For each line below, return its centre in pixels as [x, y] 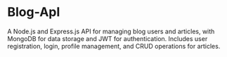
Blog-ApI [34, 12]
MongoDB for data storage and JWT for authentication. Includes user [108, 38]
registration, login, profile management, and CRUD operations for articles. [114, 46]
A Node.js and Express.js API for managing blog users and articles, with [111, 31]
